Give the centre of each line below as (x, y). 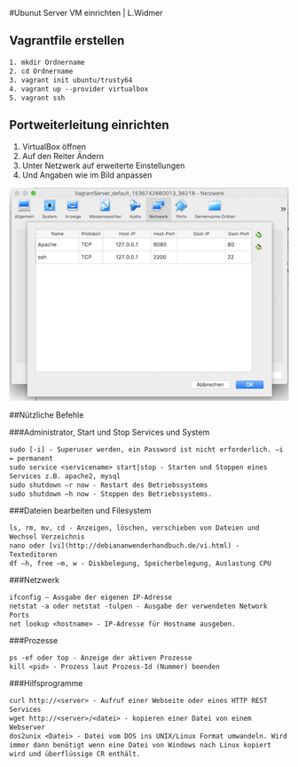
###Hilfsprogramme (46, 683)
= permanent (31, 459)
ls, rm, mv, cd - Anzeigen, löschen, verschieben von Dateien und (134, 528)
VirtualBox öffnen (54, 147)
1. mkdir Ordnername (47, 62)
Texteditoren (33, 555)
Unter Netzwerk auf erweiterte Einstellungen (103, 165)
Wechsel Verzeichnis (47, 537)
